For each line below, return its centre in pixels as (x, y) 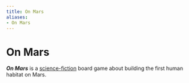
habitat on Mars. (26, 75)
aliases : (17, 17)
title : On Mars (25, 12)
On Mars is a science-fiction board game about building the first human (95, 68)
